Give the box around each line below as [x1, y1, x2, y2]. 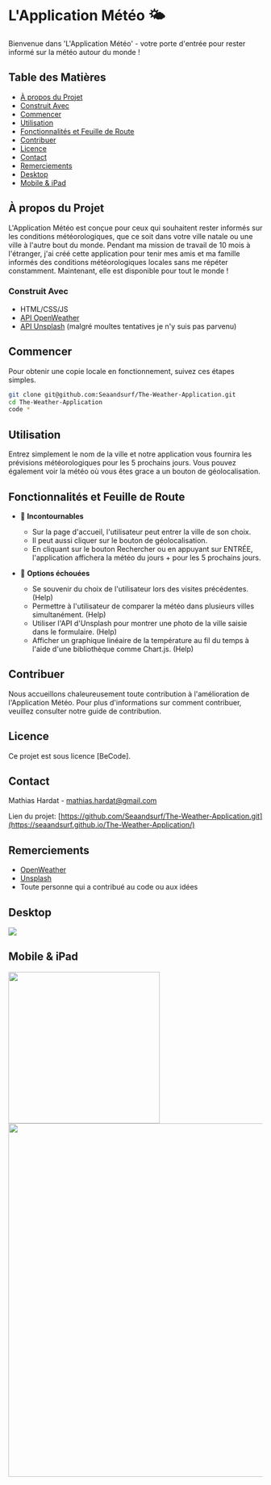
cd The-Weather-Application [8, 398, 103, 406]
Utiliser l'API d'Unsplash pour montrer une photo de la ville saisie [31, 618, 248, 628]
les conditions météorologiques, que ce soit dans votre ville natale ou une [8, 231, 253, 241]
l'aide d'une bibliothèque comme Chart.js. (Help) [31, 644, 194, 654]
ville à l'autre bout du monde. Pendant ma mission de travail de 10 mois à [8, 240, 251, 250]
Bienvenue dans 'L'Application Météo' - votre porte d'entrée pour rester [8, 38, 246, 48]
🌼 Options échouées [19, 568, 90, 578]
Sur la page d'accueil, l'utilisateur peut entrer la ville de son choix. [31, 527, 252, 536]
